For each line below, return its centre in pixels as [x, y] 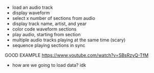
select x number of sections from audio [54, 18]
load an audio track [32, 7]
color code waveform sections [44, 29]
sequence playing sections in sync [49, 45]
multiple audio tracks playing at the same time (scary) [69, 40]
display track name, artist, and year [49, 23]
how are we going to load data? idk [49, 65]
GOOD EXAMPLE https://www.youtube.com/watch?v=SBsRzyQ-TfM [77, 55]
